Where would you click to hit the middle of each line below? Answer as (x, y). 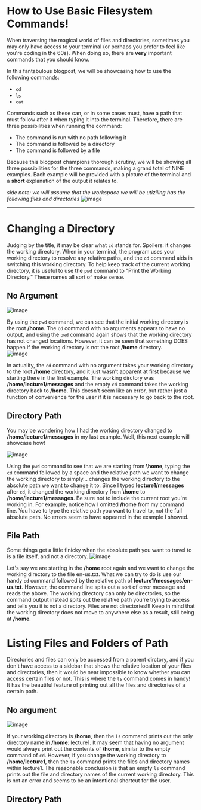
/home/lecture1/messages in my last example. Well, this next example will (98, 436)
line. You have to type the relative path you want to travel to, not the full (95, 510)
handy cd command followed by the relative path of (70, 581)
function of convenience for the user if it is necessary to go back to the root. (101, 397)
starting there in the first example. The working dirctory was (81, 377)
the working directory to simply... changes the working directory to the (93, 479)
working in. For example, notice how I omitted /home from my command (95, 504)
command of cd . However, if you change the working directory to (86, 756)
